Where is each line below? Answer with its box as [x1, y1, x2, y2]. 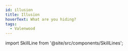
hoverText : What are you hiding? [5, 17, 76, 22]
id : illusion [5, 7, 33, 13]
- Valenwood [10, 26, 36, 31]
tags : [5, 21, 17, 27]
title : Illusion [5, 12, 40, 17]
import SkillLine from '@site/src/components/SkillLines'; [5, 40, 123, 46]
